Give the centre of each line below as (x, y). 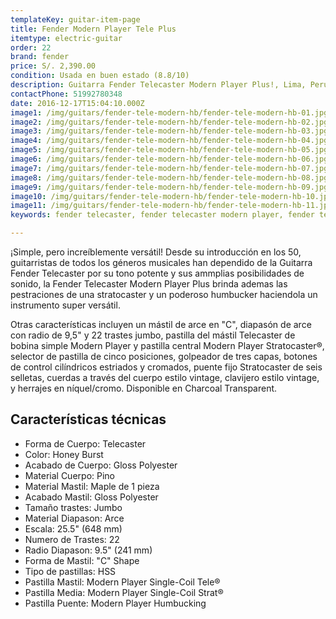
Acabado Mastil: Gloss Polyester (91, 497)
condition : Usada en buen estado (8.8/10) (100, 76)
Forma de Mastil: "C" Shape (82, 560)
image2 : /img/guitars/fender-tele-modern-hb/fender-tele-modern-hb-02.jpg (169, 122)
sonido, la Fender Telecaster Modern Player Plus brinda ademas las (149, 284)
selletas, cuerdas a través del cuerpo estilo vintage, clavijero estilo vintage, (165, 377)
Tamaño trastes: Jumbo (73, 507)
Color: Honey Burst (64, 454)
